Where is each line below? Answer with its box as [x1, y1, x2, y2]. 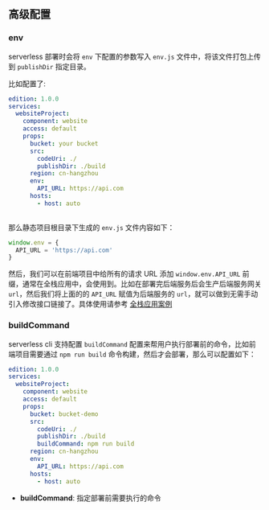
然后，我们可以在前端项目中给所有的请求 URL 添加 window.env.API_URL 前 [8, 269, 250, 279]
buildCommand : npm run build [37, 440, 135, 448]
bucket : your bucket [29, 139, 99, 147]
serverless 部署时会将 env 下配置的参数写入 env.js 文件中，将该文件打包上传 [8, 51, 261, 61]
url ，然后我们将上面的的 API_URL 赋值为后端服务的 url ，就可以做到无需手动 [8, 289, 259, 299]
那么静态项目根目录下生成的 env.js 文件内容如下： [8, 222, 175, 232]
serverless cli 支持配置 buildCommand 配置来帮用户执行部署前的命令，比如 [8, 339, 250, 348]
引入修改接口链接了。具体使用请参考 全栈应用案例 [8, 299, 173, 309]
